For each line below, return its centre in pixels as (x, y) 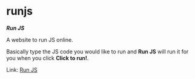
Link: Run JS (22, 70)
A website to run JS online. (40, 39)
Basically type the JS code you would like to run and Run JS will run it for (97, 51)
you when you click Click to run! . (48, 58)
